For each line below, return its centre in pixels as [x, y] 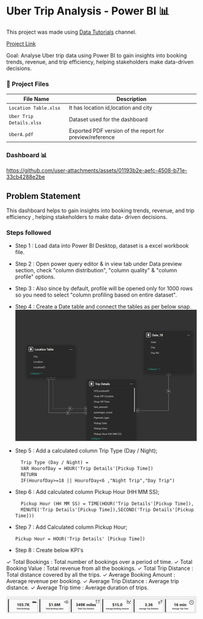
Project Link [21, 44]
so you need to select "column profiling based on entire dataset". [96, 295]
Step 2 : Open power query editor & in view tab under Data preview [98, 264]
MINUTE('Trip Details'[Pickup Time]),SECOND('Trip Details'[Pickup [108, 510]
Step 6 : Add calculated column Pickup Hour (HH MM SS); [87, 492]
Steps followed [29, 233]
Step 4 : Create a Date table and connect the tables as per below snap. [103, 307]
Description [131, 99]
